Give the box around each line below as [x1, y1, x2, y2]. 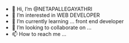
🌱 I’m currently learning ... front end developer [11, 18, 124, 24]
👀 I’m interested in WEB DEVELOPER [11, 12, 100, 19]
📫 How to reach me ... [11, 31, 67, 37]
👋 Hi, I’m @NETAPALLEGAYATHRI [11, 6, 92, 12]
